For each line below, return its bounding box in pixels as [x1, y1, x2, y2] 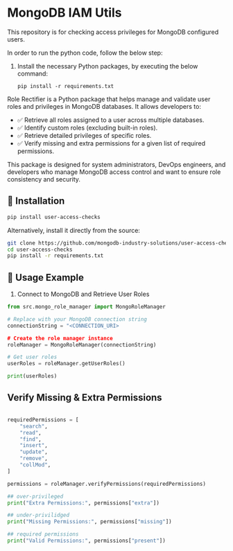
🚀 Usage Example [7, 272, 85, 283]
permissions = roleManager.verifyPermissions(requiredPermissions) [7, 480, 207, 487]
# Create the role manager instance [7, 335, 113, 342]
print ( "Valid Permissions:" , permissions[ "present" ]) [7, 537, 166, 544]
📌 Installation [7, 195, 65, 207]
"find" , [19, 435, 42, 443]
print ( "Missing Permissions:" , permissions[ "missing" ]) [7, 518, 172, 525]
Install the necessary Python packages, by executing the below [17, 62, 198, 70]
